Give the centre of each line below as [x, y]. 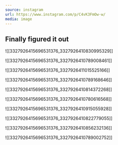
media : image [19, 19]
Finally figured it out [37, 39]
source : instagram [24, 10]
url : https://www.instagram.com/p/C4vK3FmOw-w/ [56, 14]
